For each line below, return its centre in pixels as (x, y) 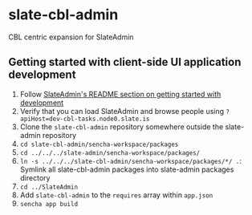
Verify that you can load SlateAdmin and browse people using (122, 111)
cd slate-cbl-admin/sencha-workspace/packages (99, 144)
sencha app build (49, 204)
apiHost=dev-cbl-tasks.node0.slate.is (85, 119)
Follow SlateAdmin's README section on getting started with (120, 94)
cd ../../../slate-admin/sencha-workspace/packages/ (110, 153)
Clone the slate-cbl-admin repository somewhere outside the (122, 127)
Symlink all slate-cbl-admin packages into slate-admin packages (127, 169)
